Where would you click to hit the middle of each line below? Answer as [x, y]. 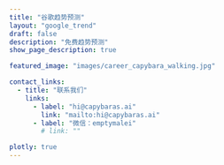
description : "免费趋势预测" [59, 42]
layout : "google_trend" [53, 26]
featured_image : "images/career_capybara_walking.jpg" [112, 66]
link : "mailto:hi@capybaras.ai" [101, 115]
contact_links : [37, 82]
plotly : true [33, 147]
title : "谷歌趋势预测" [47, 17]
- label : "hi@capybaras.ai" [85, 107]
